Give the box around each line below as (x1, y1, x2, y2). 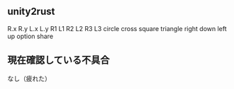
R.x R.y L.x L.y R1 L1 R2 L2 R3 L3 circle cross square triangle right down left (7, 24, 227, 32)
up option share (7, 32, 54, 40)
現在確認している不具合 (7, 54, 110, 66)
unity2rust (7, 6, 55, 18)
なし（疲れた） (7, 74, 51, 83)
